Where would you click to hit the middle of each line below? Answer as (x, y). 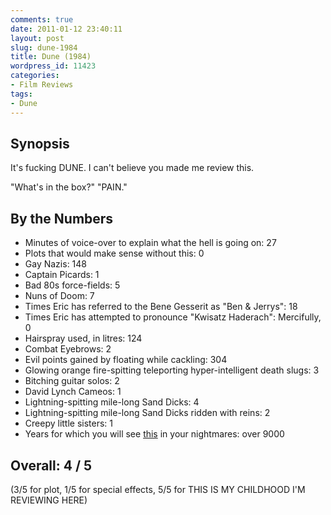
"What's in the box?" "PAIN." (69, 187)
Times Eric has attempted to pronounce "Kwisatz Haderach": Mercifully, (173, 317)
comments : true (42, 19)
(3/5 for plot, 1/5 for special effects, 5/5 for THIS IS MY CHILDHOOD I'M (158, 489)
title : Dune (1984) (51, 57)
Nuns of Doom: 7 (59, 296)
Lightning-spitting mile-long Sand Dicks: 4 (112, 402)
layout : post (37, 38)
